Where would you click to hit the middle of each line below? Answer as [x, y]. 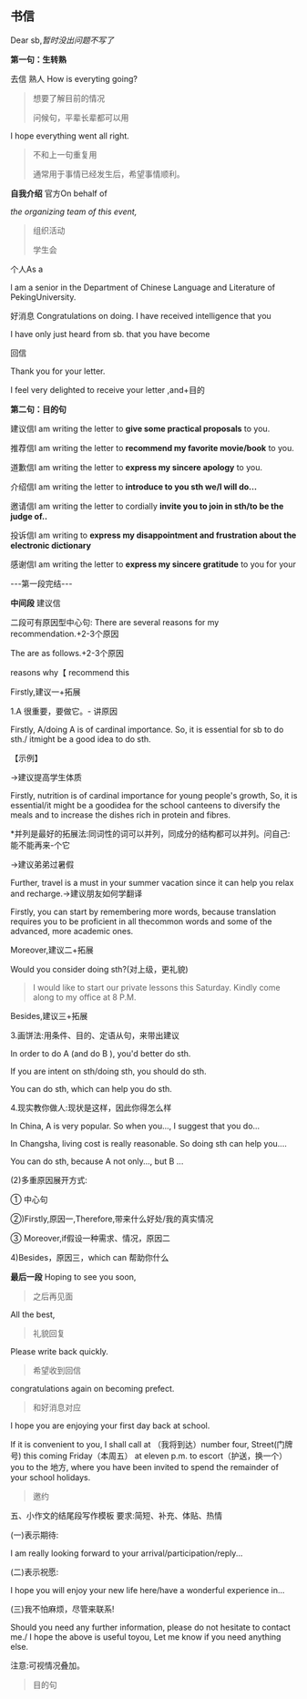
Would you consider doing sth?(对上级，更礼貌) [100, 969]
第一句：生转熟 [38, 59]
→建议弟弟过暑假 [42, 864]
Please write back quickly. [59, 1351]
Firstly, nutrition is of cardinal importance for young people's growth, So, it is [154, 795]
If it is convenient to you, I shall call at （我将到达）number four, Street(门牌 [152, 1444]
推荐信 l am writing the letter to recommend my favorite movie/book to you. [152, 448]
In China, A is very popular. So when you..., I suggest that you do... [135, 1126]
